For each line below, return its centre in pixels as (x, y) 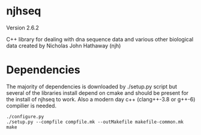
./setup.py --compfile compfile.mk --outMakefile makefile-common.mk (95, 122)
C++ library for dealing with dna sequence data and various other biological (100, 39)
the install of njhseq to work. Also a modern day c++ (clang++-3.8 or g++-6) (101, 99)
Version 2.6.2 (22, 28)
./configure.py (25, 116)
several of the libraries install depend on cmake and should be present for (97, 93)
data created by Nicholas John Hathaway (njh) (64, 46)
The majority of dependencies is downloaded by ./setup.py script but (92, 86)
